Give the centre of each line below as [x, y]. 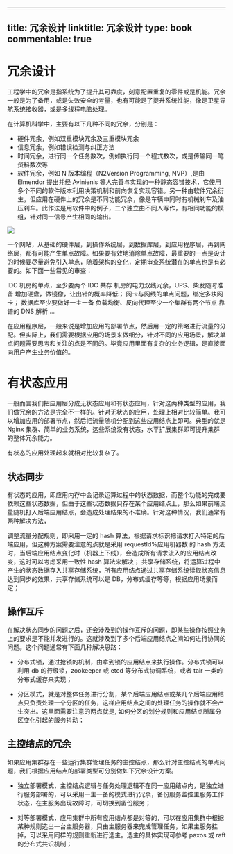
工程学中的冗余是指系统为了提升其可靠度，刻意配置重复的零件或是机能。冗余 [116, 92]
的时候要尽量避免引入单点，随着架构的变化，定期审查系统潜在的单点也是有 [113, 262]
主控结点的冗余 [39, 744]
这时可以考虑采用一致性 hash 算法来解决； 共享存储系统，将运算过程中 [120, 562]
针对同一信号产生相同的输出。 [72, 217]
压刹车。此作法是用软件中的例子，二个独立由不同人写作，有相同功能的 [118, 208]
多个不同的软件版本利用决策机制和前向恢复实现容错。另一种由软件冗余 [118, 191]
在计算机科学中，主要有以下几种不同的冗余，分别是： [83, 124]
